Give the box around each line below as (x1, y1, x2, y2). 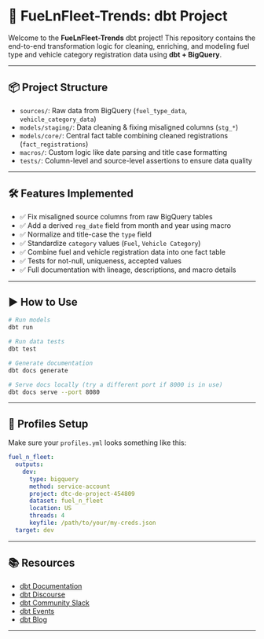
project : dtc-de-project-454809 (28, 490, 135, 498)
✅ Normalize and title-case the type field (19, 230, 152, 239)
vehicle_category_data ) (19, 114, 97, 123)
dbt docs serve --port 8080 (8, 388, 101, 396)
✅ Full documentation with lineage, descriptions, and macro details (19, 265, 237, 274)
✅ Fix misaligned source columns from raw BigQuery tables (19, 211, 214, 221)
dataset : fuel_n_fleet (28, 497, 104, 505)
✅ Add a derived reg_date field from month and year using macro (19, 220, 232, 230)
